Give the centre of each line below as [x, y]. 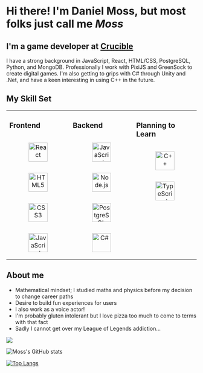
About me [25, 276]
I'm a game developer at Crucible [70, 46]
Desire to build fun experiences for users [66, 302]
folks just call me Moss [65, 24]
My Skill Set [29, 99]
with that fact [31, 322]
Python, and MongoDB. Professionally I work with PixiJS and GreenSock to [99, 67]
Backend [88, 126]
